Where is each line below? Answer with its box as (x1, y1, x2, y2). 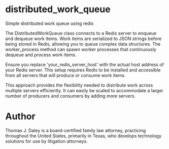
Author (5, 110, 36, 122)
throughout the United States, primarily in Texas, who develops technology (5, 133, 161, 139)
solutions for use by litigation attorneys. (5, 138, 88, 144)
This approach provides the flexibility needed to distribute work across (5, 82, 153, 88)
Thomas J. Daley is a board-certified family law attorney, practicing (5, 127, 146, 133)
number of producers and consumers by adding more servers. (5, 93, 136, 99)
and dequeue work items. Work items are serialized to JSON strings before (5, 35, 162, 42)
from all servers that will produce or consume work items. (5, 72, 126, 78)
